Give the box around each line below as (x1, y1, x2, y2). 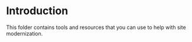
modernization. (6, 30, 43, 37)
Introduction (6, 4, 69, 18)
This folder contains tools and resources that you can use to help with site (6, 24, 186, 31)
